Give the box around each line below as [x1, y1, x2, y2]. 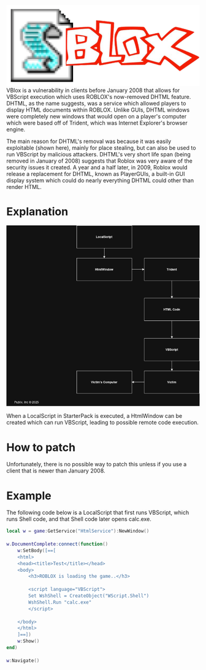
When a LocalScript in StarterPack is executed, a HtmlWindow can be [6, 412, 183, 420]
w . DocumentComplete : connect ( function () [6, 541, 109, 547]
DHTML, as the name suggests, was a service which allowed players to [6, 100, 186, 107]
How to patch [6, 441, 75, 454]
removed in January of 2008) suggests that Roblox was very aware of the [6, 157, 193, 164]
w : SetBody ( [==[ [17, 547, 56, 553]
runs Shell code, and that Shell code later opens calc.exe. [6, 515, 152, 523]
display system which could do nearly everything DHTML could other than [6, 177, 194, 184]
